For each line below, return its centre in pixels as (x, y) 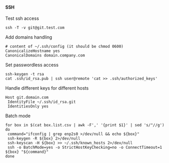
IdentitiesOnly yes (28, 106)
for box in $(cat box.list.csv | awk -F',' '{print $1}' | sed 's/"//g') (85, 125)
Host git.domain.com (27, 98)
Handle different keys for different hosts (47, 88)
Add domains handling (29, 37)
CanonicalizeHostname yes (32, 51)
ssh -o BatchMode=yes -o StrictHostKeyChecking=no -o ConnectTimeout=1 (85, 148)
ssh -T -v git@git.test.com (35, 28)
